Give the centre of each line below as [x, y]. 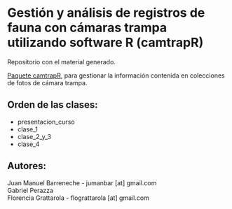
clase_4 [28, 144]
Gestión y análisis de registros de [106, 13]
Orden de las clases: [53, 105]
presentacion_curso [46, 122]
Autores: [27, 166]
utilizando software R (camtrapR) [105, 43]
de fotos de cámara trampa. [47, 82]
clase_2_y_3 [34, 136]
